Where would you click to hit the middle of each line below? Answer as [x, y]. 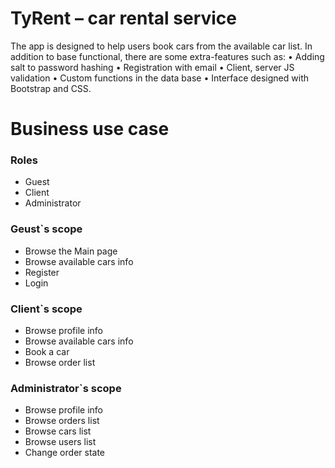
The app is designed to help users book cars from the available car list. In [161, 46]
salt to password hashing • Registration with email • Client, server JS [152, 67]
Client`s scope [46, 309]
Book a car [47, 352]
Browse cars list [58, 431]
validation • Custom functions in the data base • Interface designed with [159, 78]
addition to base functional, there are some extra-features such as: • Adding [167, 56]
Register [42, 272]
